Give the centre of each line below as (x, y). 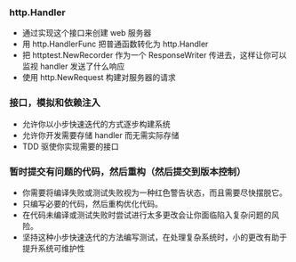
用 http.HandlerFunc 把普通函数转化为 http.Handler (115, 44)
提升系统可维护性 (53, 248)
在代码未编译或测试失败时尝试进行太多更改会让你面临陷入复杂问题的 (147, 215)
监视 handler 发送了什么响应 (73, 66)
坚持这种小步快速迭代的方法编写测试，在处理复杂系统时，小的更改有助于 (154, 237)
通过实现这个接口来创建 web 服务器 (87, 33)
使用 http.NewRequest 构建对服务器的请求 (99, 78)
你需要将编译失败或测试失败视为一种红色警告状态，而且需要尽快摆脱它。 (154, 192)
